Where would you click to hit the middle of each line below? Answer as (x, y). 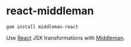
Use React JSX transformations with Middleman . (65, 37)
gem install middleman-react (42, 27)
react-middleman (50, 11)
